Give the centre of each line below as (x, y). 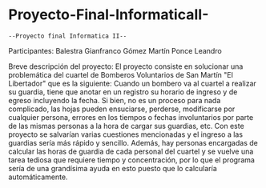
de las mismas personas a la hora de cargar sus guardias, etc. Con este (126, 126)
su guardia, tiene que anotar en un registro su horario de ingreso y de (123, 92)
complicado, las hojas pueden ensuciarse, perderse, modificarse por (122, 109)
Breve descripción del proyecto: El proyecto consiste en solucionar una (126, 66)
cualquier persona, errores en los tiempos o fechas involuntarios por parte (131, 117)
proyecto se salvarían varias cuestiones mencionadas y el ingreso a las (125, 134)
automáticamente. (38, 177)
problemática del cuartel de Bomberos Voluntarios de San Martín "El (121, 74)
